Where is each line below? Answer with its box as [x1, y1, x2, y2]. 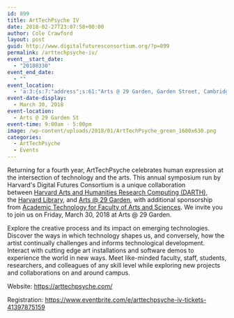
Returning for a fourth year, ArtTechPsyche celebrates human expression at [7, 166, 224, 174]
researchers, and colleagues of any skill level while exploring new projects [7, 261, 221, 269]
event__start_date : [7, 56, 64, 63]
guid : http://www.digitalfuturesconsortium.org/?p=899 [7, 43, 170, 50]
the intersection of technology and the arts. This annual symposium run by [7, 173, 221, 182]
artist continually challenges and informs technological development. [7, 239, 205, 247]
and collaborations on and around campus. [7, 268, 130, 277]
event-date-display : [7, 95, 68, 102]
